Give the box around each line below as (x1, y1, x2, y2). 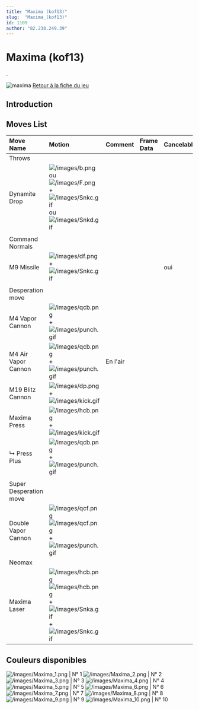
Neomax (9, 558, 33, 567)
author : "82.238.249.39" (6, 25, 68, 31)
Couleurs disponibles (6, 655, 87, 665)
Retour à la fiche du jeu (32, 82, 89, 89)
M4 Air (9, 350, 28, 358)
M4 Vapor (9, 314, 37, 323)
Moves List (6, 119, 47, 129)
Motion (49, 141, 70, 149)
